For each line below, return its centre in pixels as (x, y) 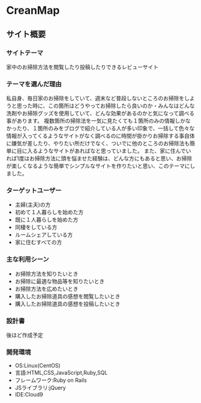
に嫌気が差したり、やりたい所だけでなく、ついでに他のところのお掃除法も (98, 143)
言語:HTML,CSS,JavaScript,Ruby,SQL (61, 373)
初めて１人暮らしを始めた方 (49, 212)
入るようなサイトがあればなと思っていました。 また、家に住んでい (109, 151)
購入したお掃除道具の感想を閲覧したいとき (67, 296)
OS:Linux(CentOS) (38, 366)
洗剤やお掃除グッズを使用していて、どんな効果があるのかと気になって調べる (100, 113)
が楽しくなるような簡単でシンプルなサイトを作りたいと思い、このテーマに (98, 166)
